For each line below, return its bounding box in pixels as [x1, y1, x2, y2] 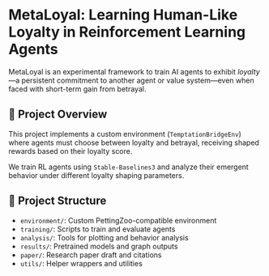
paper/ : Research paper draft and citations [19, 249, 162, 260]
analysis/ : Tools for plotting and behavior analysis [19, 232, 189, 242]
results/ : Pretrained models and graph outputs [19, 241, 178, 251]
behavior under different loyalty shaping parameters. [8, 170, 185, 180]
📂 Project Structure [8, 194, 107, 208]
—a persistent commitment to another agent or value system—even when [8, 75, 254, 85]
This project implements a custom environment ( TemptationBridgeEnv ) [8, 129, 241, 138]
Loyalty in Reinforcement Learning [8, 23, 246, 41]
